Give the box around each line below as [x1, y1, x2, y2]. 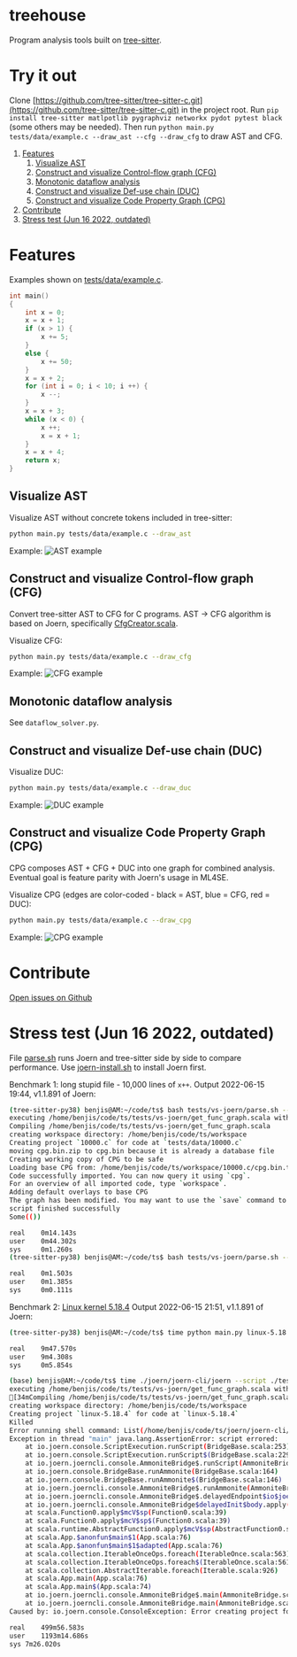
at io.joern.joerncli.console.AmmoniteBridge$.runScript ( [25, 1459, 243, 1468]
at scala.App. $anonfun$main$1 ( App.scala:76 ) [25, 1533, 192, 1542]
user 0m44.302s [9, 1236, 77, 1245]
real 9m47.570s [9, 1343, 77, 1353]
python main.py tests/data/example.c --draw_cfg [9, 652, 192, 661]
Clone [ [9, 95, 36, 105]
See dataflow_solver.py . [9, 717, 100, 728]
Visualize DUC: [9, 767, 64, 778]
